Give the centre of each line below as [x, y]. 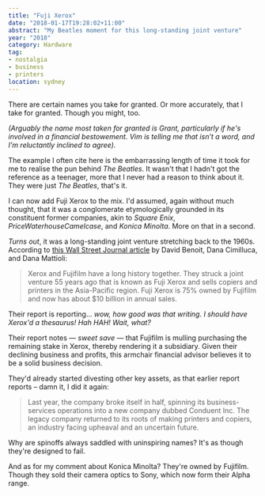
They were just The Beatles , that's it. [68, 185]
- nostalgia [28, 60]
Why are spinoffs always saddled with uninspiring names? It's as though [126, 442]
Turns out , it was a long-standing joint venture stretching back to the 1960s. [132, 241]
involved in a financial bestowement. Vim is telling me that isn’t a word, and [132, 136]
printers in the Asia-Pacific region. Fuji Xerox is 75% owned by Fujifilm [142, 290]
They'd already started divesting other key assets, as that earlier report [124, 378]
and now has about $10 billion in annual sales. [102, 298]
